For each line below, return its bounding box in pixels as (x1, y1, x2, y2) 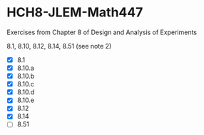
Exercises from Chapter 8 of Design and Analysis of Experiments (6, 28, 198, 36)
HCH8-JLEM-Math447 (6, 4, 143, 21)
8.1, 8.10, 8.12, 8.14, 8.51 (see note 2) (6, 41, 112, 50)
